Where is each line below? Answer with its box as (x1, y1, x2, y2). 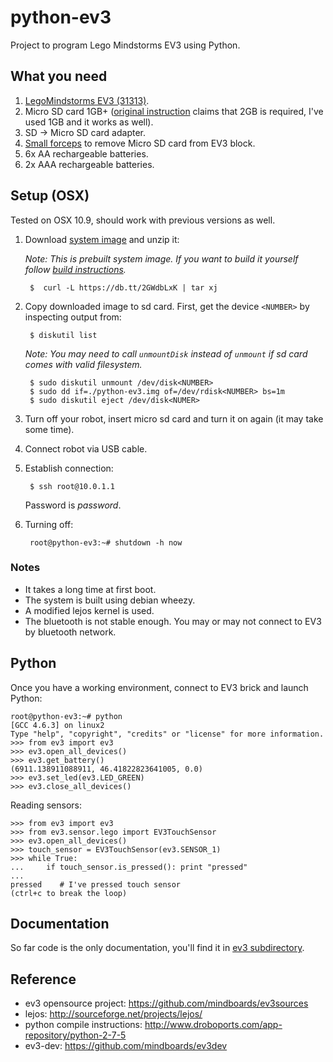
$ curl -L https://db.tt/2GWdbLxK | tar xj (29, 282, 218, 293)
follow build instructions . (24, 263, 127, 275)
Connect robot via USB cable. (24, 442, 148, 455)
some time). (24, 423, 75, 435)
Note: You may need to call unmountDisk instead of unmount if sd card (24, 347, 308, 360)
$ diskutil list (29, 330, 98, 340)
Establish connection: (24, 462, 114, 474)
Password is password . (24, 499, 122, 511)
